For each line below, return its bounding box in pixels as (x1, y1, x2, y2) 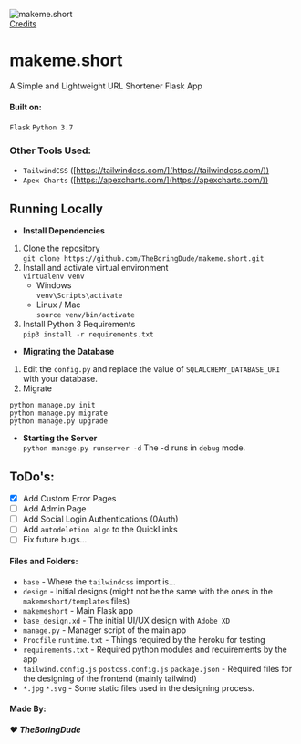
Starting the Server (22, 433, 98, 444)
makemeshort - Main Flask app (22, 604, 134, 615)
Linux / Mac (36, 299, 81, 310)
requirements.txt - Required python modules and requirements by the (22, 644, 287, 655)
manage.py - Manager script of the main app (22, 625, 187, 635)
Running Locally (9, 201, 103, 216)
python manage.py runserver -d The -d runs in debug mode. (22, 442, 246, 453)
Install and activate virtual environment (22, 263, 169, 274)
